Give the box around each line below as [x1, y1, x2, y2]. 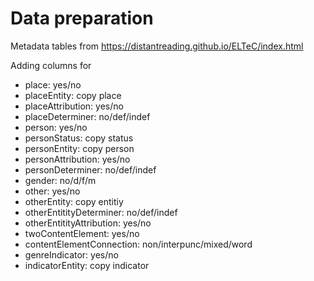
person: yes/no [24, 121, 88, 133]
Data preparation [10, 7, 154, 30]
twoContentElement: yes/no [24, 227, 140, 239]
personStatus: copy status [24, 132, 134, 144]
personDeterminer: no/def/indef [24, 163, 157, 176]
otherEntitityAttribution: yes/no [24, 217, 152, 229]
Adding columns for [10, 59, 92, 71]
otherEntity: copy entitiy [24, 195, 124, 207]
